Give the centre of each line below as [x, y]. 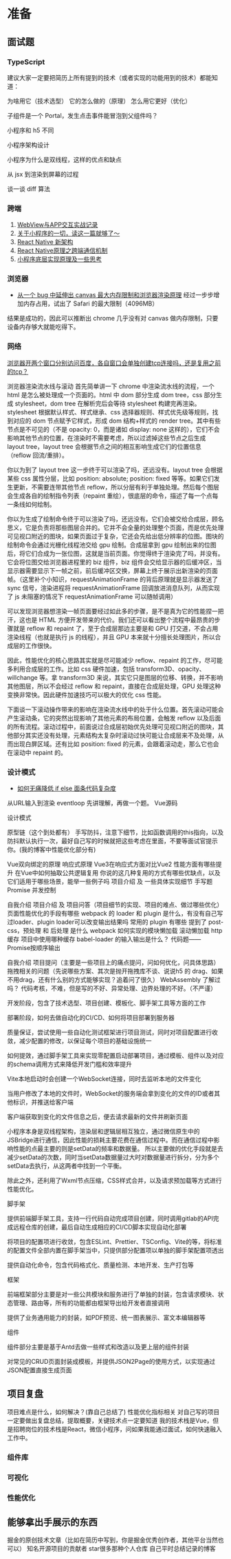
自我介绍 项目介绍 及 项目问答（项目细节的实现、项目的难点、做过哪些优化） [115, 905]
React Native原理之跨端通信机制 [62, 251]
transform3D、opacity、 [171, 669]
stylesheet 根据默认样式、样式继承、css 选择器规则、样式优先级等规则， [110, 412]
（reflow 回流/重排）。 [38, 455]
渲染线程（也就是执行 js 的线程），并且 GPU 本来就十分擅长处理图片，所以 [111, 637]
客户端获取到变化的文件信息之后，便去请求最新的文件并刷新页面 [97, 1117]
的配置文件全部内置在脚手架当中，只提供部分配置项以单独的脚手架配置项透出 [115, 1250]
